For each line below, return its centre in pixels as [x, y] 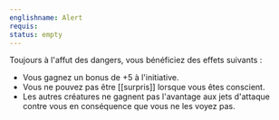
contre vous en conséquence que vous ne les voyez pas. [129, 106]
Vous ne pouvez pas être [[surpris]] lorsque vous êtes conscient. [144, 88]
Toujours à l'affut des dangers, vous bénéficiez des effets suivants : [136, 60]
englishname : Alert [46, 18]
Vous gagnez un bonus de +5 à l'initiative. [101, 78]
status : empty [36, 34]
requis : [24, 26]
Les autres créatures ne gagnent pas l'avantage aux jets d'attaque [146, 97]
